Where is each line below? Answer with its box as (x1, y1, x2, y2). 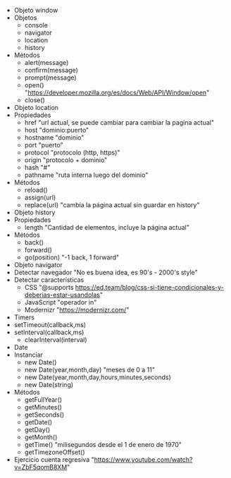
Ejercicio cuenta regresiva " (13, 455, 94, 464)
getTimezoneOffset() (24, 448, 86, 456)
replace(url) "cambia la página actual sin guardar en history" (24, 201, 200, 209)
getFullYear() (24, 396, 62, 404)
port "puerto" (24, 141, 63, 149)
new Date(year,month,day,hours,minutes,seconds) (24, 373, 171, 381)
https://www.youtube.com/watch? (94, 455, 193, 464)
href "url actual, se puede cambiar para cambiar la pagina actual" (24, 118, 215, 126)
